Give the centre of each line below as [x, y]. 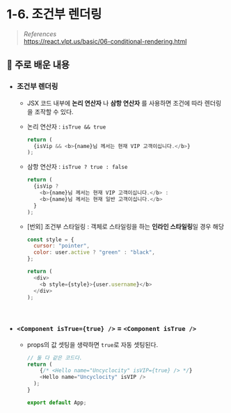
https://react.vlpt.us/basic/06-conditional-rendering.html [105, 41]
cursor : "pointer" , [61, 246]
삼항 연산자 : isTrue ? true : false [77, 167]
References [40, 34]
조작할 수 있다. [54, 111]
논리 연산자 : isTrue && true [66, 127]
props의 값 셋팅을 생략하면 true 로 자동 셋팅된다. [92, 344]
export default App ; [57, 403]
